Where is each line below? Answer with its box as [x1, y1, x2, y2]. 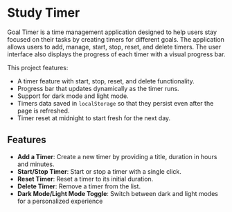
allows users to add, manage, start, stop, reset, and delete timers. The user [7, 42, 222, 51]
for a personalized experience [17, 197, 103, 205]
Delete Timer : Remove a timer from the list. [17, 182, 141, 190]
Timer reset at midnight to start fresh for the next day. [17, 113, 171, 122]
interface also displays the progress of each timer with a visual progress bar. [7, 50, 226, 58]
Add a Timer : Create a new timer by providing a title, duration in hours [17, 152, 217, 161]
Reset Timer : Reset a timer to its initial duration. [17, 174, 154, 183]
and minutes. [17, 160, 55, 168]
